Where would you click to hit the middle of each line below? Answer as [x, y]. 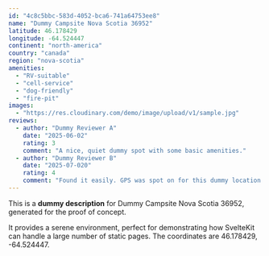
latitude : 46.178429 [43, 31]
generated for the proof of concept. [67, 212]
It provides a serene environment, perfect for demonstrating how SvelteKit [132, 227]
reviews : [23, 121]
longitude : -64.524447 [46, 38]
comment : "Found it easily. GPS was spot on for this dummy [126, 181]
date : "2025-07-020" [57, 166]
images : [21, 105]
